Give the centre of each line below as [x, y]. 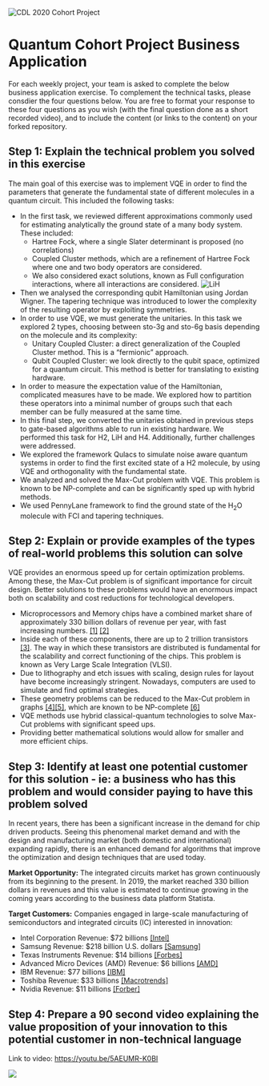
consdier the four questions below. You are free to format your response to [132, 101]
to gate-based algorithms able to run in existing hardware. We [122, 428]
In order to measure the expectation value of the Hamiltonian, [121, 386]
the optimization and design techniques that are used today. [107, 858]
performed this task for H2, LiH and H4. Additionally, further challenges [137, 437]
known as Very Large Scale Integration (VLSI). [96, 665]
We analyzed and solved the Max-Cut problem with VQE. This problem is [140, 480]
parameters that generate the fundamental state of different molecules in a [131, 191]
